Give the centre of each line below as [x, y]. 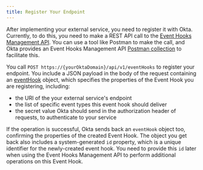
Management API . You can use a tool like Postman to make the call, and [95, 42]
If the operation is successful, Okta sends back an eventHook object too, [96, 129]
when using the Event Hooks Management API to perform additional [91, 155]
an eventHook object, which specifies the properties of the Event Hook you [100, 80]
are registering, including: [38, 86]
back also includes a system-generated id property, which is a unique [94, 142]
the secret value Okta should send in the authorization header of [95, 110]
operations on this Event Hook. [45, 161]
